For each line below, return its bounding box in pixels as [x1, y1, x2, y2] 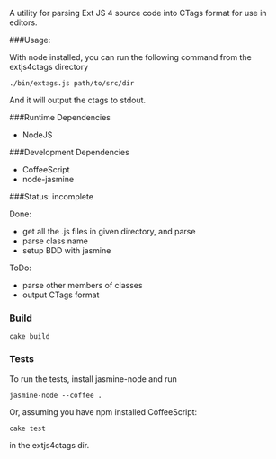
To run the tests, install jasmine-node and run [9, 373, 178, 384]
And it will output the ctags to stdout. [9, 94, 147, 105]
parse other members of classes [22, 280, 143, 290]
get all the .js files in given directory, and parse [22, 226, 196, 236]
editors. [9, 17, 38, 28]
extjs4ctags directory [9, 62, 89, 72]
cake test [9, 424, 47, 433]
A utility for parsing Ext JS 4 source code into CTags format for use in [9, 8, 267, 18]
